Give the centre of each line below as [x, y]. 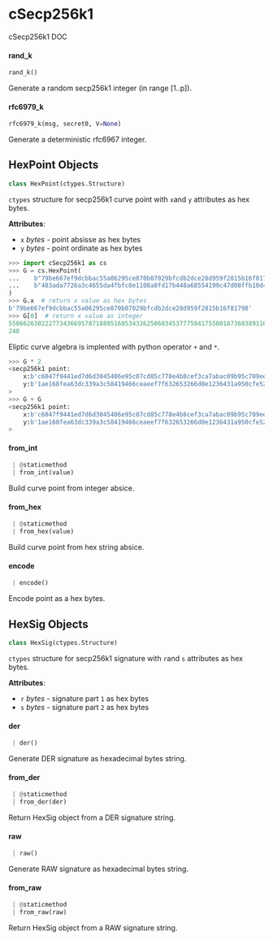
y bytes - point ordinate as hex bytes [81, 248]
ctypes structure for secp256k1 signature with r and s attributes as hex [126, 658]
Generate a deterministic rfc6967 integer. [78, 140]
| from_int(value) [43, 473]
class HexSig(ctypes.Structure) [63, 643]
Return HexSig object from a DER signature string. [92, 817]
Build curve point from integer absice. [71, 488]
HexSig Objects [48, 624]
